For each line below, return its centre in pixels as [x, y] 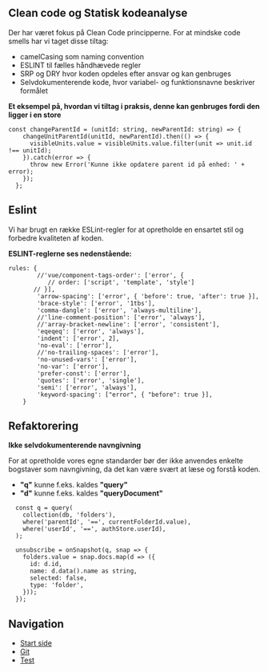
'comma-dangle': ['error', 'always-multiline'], [120, 310]
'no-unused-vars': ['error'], [87, 359]
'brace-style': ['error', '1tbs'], [96, 303]
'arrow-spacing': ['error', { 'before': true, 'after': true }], [148, 296]
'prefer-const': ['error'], [84, 373]
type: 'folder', [56, 585]
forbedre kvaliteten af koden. [56, 238]
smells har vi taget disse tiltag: [58, 41]
